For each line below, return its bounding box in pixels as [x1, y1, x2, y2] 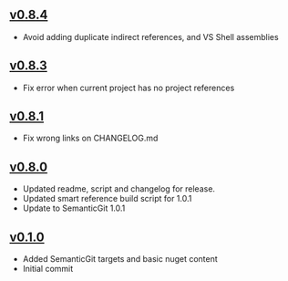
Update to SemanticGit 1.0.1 [22, 203, 126, 213]
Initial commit [22, 264, 74, 275]
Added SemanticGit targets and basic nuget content [22, 254, 219, 265]
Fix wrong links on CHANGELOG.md [22, 132, 159, 144]
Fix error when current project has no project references [22, 82, 235, 93]
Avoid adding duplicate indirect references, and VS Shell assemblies [22, 31, 280, 42]
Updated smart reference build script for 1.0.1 [22, 193, 192, 204]
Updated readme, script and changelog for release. [22, 183, 216, 194]
